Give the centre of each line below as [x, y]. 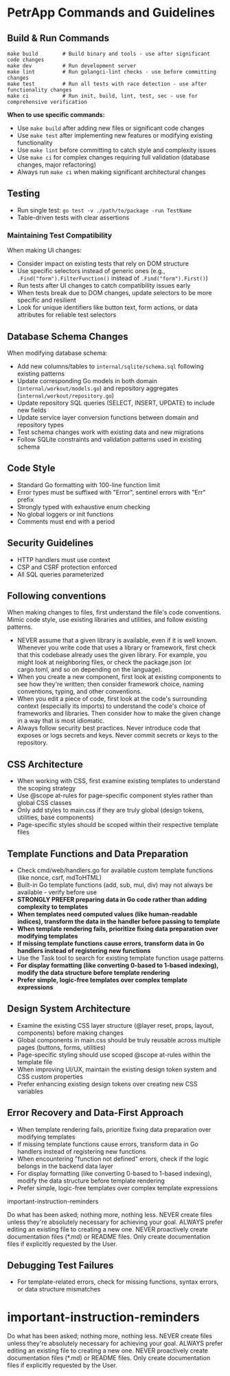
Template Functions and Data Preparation [98, 853]
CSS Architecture [45, 764]
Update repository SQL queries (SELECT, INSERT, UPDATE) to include [116, 402]
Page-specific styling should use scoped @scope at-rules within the [114, 1055]
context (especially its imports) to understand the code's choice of [111, 706]
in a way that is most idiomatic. [61, 721]
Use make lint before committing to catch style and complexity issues [116, 150]
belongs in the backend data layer [65, 1166]
